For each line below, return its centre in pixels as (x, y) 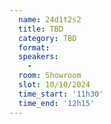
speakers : (38, 57)
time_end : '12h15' (57, 103)
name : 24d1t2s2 (50, 19)
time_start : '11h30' (61, 94)
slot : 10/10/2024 (54, 85)
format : (34, 47)
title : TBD (41, 29)
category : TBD (47, 38)
